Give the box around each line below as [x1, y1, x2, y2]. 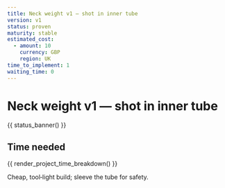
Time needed [7, 141, 66, 153]
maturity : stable [7, 29, 58, 37]
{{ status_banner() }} [7, 121, 67, 129]
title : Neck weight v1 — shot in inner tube [7, 10, 138, 17]
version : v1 [7, 17, 42, 24]
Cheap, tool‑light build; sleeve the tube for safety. [7, 173, 149, 181]
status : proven [7, 23, 51, 30]
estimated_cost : [7, 36, 54, 43]
